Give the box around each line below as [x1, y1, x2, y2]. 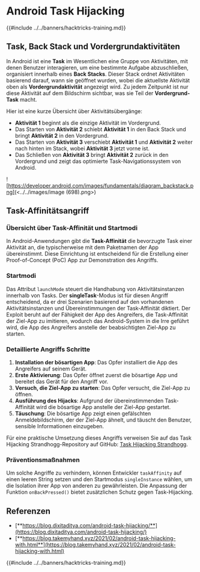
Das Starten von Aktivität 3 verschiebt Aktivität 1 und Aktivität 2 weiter [14, 138, 193, 146]
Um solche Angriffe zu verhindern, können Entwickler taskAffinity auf [6, 469, 182, 476]
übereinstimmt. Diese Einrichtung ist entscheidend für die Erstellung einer [6, 250, 189, 257]
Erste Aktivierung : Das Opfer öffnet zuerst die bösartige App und [14, 372, 178, 379]
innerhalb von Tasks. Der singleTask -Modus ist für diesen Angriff [6, 292, 168, 299]
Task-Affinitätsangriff [6, 206, 89, 216]
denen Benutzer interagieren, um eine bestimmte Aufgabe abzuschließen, [6, 64, 189, 71]
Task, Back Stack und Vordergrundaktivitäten [6, 42, 180, 52]
